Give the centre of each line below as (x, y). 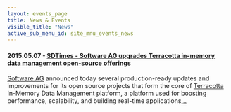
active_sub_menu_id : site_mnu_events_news (70, 33)
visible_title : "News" (40, 27)
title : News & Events (39, 20)
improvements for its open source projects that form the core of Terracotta (115, 86)
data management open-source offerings (69, 63)
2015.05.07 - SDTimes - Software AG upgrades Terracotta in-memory (111, 55)
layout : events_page (38, 14)
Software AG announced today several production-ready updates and (108, 78)
